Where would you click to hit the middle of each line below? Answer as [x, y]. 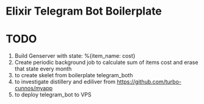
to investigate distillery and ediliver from [65, 82]
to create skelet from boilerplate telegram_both [74, 75]
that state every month [43, 69]
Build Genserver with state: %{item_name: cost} [75, 56]
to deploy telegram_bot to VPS [53, 95]
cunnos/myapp [34, 88]
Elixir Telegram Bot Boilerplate [84, 11]
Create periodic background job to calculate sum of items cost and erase [106, 63]
